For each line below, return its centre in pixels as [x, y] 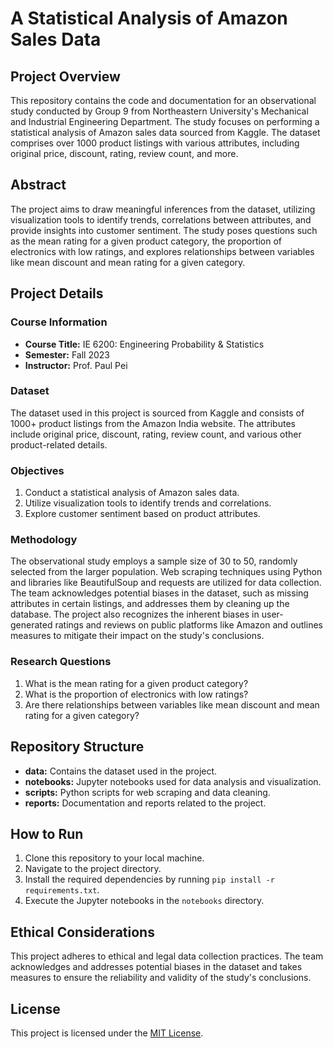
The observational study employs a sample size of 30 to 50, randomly [154, 561]
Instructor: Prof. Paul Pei [76, 365]
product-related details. [59, 444]
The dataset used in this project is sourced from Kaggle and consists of [157, 413]
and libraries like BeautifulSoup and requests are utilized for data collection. [166, 583]
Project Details [57, 293]
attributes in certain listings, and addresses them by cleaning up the [150, 604]
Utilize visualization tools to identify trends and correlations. [148, 503]
